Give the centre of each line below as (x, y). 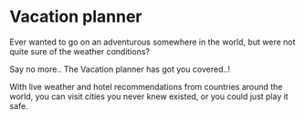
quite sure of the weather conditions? (80, 51)
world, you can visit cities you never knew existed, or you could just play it (149, 96)
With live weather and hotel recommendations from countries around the (146, 86)
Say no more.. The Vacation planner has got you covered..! (120, 69)
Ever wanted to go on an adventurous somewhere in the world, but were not (152, 42)
